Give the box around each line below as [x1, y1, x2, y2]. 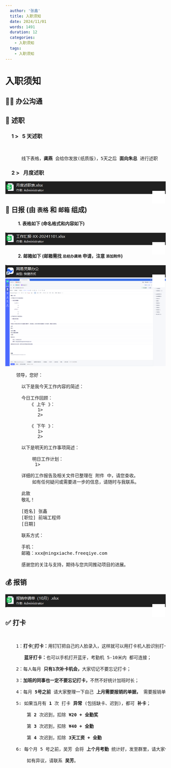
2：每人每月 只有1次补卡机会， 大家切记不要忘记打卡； [16, 666, 131, 672]
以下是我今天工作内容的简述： [21, 384, 84, 389]
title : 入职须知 [10, 13, 42, 19]
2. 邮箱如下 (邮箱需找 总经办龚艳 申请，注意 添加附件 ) [17, 252, 123, 259]
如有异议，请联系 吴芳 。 [26, 758, 79, 763]
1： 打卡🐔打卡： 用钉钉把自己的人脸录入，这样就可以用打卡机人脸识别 [16, 643, 160, 649]
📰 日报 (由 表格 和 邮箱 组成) [5, 205, 88, 214]
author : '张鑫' [10, 8, 41, 13]
